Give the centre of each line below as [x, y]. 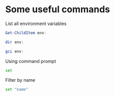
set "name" [17, 90]
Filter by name [20, 80]
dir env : [15, 42]
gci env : [15, 51]
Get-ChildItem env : [26, 33]
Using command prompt [31, 61]
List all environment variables [36, 23]
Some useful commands [58, 9]
